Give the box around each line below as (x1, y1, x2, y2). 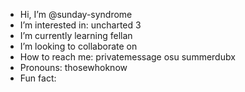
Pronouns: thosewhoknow (19, 62, 128, 73)
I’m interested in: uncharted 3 (19, 19, 142, 31)
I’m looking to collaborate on (19, 40, 138, 52)
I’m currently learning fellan (19, 30, 133, 41)
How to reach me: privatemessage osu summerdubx (19, 51, 236, 63)
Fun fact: (19, 72, 57, 84)
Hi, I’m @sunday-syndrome (19, 9, 133, 20)
